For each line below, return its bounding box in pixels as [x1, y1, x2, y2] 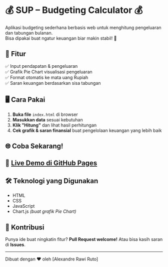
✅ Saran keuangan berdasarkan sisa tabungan [5, 80, 101, 86]
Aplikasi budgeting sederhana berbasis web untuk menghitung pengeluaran [5, 24, 161, 31]
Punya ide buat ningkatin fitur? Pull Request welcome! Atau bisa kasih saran [5, 236, 163, 242]
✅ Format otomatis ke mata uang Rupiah [5, 74, 88, 80]
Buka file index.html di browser [12, 111, 78, 117]
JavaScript [12, 203, 35, 209]
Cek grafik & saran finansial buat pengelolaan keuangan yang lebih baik [12, 127, 162, 133]
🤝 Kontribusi [5, 223, 44, 231]
